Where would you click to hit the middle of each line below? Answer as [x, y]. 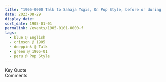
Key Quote [16, 70]
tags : [11, 33]
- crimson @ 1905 [28, 42]
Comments [16, 76]
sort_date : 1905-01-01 [29, 24]
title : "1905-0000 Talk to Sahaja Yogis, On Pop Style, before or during [83, 10]
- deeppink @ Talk [29, 47]
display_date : [20, 19]
